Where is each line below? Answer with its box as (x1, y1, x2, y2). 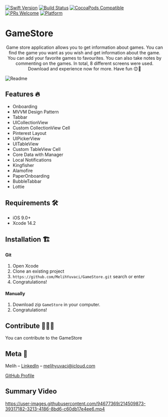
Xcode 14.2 (12, 220, 36, 226)
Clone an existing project (12, 268, 64, 274)
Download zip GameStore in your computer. (12, 302, 101, 308)
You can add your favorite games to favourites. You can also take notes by (7, 55, 162, 61)
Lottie (12, 184, 25, 190)
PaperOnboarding (12, 173, 50, 179)
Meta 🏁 (5, 350, 28, 358)
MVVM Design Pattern (12, 109, 59, 115)
